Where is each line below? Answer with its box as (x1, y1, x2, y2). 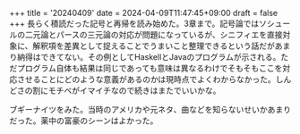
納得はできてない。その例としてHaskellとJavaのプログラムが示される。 (16, 52, 281, 62)
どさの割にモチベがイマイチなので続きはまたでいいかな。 (9, 85, 221, 96)
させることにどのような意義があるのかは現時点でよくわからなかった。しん (16, 74, 292, 84)
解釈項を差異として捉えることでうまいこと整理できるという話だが (32, 40, 276, 51)
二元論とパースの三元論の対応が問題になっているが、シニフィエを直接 (24, 29, 284, 39)
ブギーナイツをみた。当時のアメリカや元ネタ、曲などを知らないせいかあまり (9, 105, 291, 114)
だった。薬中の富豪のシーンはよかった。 (9, 115, 159, 126)
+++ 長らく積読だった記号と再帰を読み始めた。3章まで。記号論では (9, 18, 260, 29)
